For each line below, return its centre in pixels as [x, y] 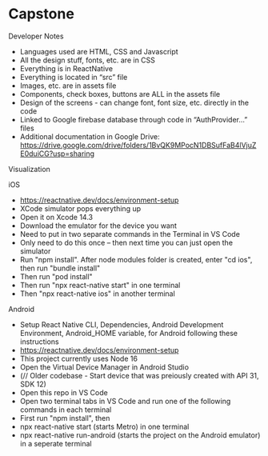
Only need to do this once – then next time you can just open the [126, 242]
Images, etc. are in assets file [68, 86]
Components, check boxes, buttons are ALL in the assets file [120, 94]
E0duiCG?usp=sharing [57, 154]
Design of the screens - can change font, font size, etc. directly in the [134, 102]
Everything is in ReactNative [66, 68]
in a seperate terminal [56, 443]
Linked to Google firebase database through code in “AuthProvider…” [134, 119]
